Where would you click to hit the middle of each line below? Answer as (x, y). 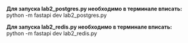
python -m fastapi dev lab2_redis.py (52, 33)
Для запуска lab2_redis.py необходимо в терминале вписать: (89, 27)
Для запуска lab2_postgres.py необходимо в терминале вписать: (94, 9)
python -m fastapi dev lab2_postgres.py (56, 15)
